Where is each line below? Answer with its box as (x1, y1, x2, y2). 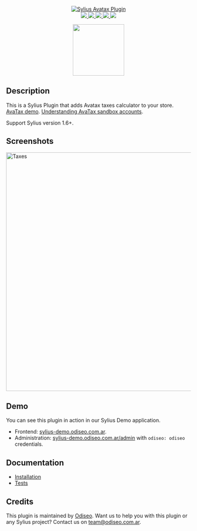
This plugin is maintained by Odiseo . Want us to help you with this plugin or (6, 512, 188, 519)
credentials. (14, 441, 43, 448)
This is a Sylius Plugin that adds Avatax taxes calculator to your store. (6, 102, 174, 109)
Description (6, 86, 50, 96)
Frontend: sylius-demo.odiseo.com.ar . (14, 428, 107, 435)
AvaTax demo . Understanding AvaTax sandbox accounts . (6, 107, 144, 115)
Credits (6, 496, 34, 506)
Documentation (6, 458, 64, 468)
